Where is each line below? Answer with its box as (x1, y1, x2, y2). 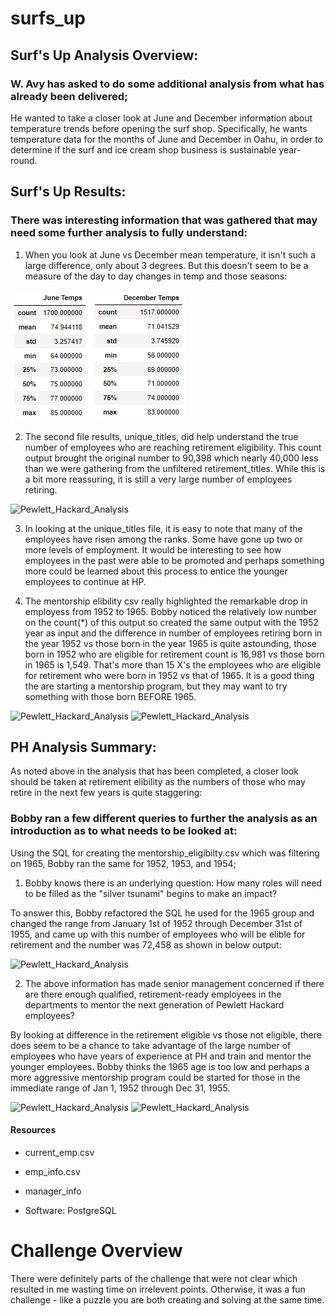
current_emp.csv (24, 1146, 95, 1158)
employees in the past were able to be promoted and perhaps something (24, 554, 325, 566)
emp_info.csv (24, 1165, 81, 1177)
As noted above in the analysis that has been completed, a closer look (10, 765, 299, 777)
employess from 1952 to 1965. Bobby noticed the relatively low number (24, 605, 318, 617)
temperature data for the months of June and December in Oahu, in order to (10, 133, 323, 145)
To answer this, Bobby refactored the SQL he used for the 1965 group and (10, 907, 315, 919)
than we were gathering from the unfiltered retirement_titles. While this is (24, 462, 326, 474)
